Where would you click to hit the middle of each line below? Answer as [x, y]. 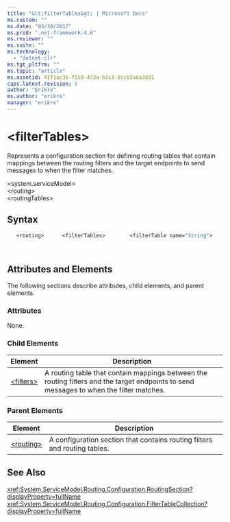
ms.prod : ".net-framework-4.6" [52, 33]
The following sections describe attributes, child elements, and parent [105, 286]
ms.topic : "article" [37, 71]
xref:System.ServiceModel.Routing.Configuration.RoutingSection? [100, 489]
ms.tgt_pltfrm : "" [33, 64]
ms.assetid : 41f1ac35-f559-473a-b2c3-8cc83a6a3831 [81, 77]
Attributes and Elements [60, 269]
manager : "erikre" [33, 103]
